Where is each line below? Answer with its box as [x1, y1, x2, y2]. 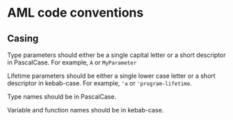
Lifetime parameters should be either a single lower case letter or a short [7, 71, 216, 80]
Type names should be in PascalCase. [7, 92, 117, 101]
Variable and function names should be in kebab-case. [7, 106, 164, 114]
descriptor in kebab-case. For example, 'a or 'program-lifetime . [7, 79, 193, 87]
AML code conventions [7, 5, 144, 21]
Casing [7, 33, 39, 44]
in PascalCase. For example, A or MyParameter [7, 58, 137, 67]
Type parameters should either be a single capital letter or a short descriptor [7, 51, 226, 59]
